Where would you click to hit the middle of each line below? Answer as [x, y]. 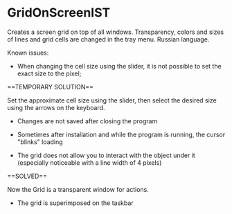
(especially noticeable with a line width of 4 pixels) [89, 162]
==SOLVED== [27, 176]
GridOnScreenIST [59, 13]
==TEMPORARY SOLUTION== [51, 87]
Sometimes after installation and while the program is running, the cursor [121, 134]
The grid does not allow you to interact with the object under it [106, 155]
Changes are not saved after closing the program [87, 121]
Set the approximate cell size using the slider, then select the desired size [112, 100]
